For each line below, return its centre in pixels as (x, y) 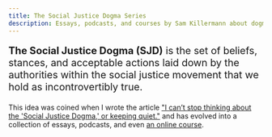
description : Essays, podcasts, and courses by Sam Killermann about (128, 23)
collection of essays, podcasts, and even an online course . (106, 124)
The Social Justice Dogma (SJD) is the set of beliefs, (133, 51)
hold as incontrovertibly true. (76, 87)
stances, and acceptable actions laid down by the (124, 63)
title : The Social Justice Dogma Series (78, 16)
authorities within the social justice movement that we (134, 75)
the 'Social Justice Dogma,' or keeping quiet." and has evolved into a (123, 116)
